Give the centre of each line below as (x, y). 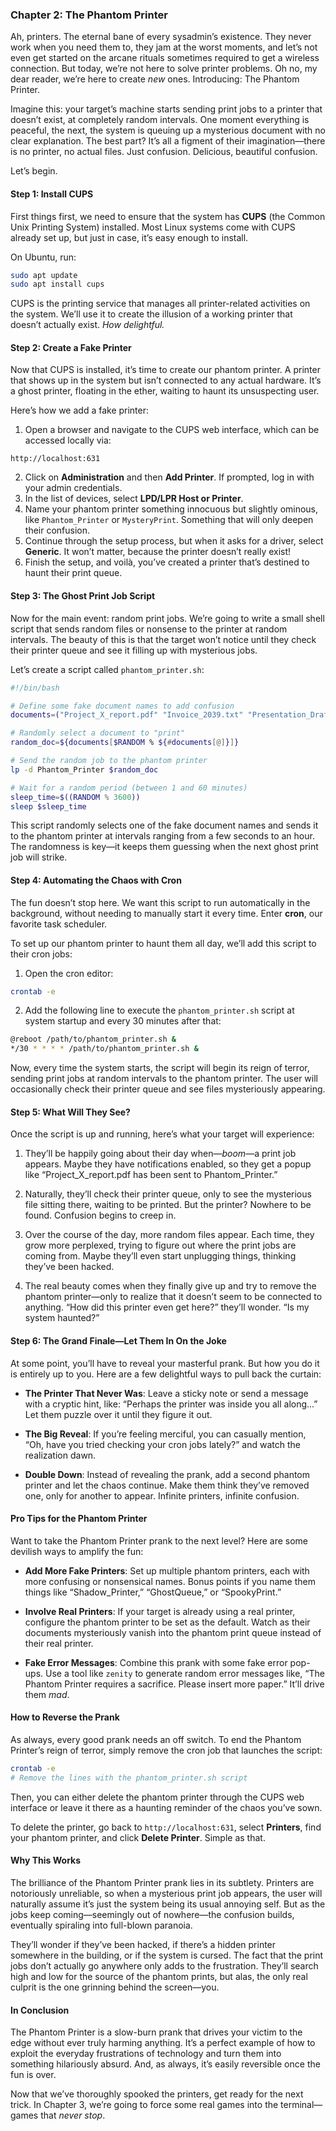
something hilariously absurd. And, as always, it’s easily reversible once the (165, 2064)
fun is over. (33, 2075)
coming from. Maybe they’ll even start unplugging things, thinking (160, 1256)
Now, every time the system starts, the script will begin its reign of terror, (160, 1068)
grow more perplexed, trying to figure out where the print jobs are (160, 1245)
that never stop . (73, 2115)
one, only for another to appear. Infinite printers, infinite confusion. (162, 1495)
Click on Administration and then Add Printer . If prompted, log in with (169, 477)
